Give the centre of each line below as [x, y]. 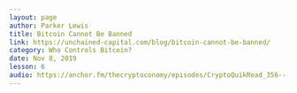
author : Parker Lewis [49, 26]
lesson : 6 [27, 67]
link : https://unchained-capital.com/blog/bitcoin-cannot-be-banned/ [140, 42]
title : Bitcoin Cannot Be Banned [71, 34]
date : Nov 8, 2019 [43, 58]
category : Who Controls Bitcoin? [71, 50]
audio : [21, 75]
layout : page [33, 17]
